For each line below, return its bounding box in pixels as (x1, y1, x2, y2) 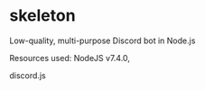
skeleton (9, 5, 76, 26)
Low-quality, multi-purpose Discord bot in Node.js (9, 35, 196, 46)
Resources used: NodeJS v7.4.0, (9, 52, 131, 63)
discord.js (9, 69, 47, 81)
